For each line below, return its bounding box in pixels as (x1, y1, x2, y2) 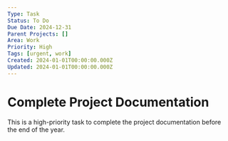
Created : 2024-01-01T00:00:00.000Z (7, 57, 113, 64)
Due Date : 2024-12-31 (7, 23, 72, 31)
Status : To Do (7, 17, 50, 24)
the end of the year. (7, 125, 66, 134)
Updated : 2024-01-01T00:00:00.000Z (7, 63, 113, 70)
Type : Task (7, 10, 40, 18)
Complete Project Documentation (7, 94, 209, 110)
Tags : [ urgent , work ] (7, 51, 72, 58)
